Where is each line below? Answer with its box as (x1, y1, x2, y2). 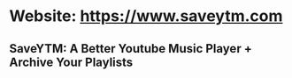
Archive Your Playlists (9, 54, 134, 69)
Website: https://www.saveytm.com (9, 6, 283, 26)
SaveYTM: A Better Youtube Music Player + (9, 41, 252, 56)
